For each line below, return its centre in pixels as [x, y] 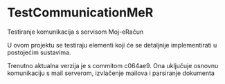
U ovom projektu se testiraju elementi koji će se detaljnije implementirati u [112, 45]
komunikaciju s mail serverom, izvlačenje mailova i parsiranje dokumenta [111, 73]
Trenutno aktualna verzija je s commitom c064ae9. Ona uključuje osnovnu [113, 65]
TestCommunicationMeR [80, 13]
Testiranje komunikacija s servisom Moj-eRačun [75, 32]
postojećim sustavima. [39, 52]
